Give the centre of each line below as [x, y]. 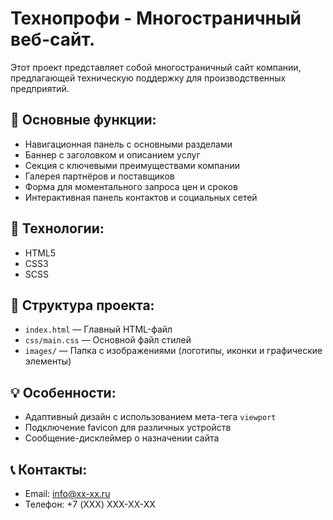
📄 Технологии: [57, 228]
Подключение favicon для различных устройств [128, 428]
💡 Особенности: [63, 392]
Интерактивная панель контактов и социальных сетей [141, 197]
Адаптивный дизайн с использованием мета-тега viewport [150, 417]
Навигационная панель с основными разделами [128, 144]
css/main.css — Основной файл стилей [108, 340]
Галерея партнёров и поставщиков [99, 176]
